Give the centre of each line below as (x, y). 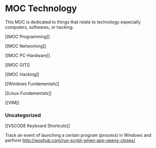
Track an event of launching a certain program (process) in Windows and (78, 135)
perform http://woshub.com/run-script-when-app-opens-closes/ (70, 140)
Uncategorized (23, 115)
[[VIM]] (12, 102)
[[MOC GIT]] (17, 65)
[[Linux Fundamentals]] (28, 93)
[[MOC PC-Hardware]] (27, 55)
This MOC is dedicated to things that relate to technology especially (73, 22)
